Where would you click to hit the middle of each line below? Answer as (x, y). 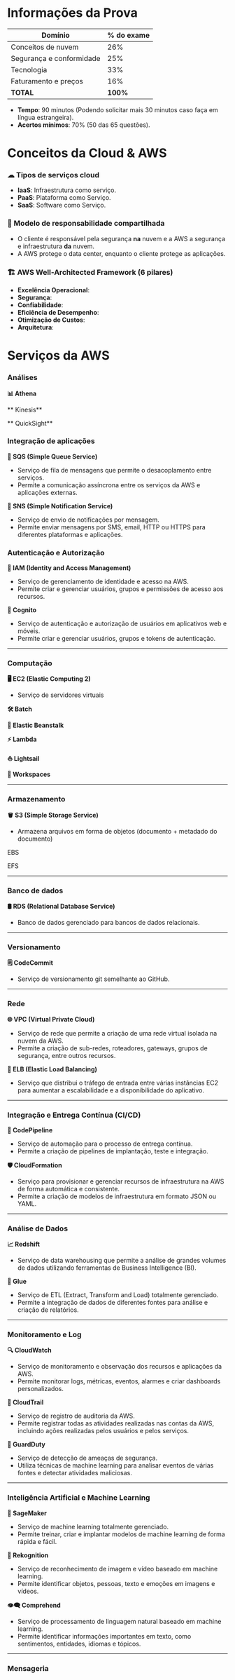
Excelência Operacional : (53, 290)
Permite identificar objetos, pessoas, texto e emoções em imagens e (116, 1583)
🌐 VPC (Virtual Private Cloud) (51, 1019)
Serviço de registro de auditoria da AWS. (76, 1416)
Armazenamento (36, 799)
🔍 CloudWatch (29, 1350)
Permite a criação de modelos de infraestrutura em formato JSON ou (117, 1196)
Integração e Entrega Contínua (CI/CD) (74, 1115)
